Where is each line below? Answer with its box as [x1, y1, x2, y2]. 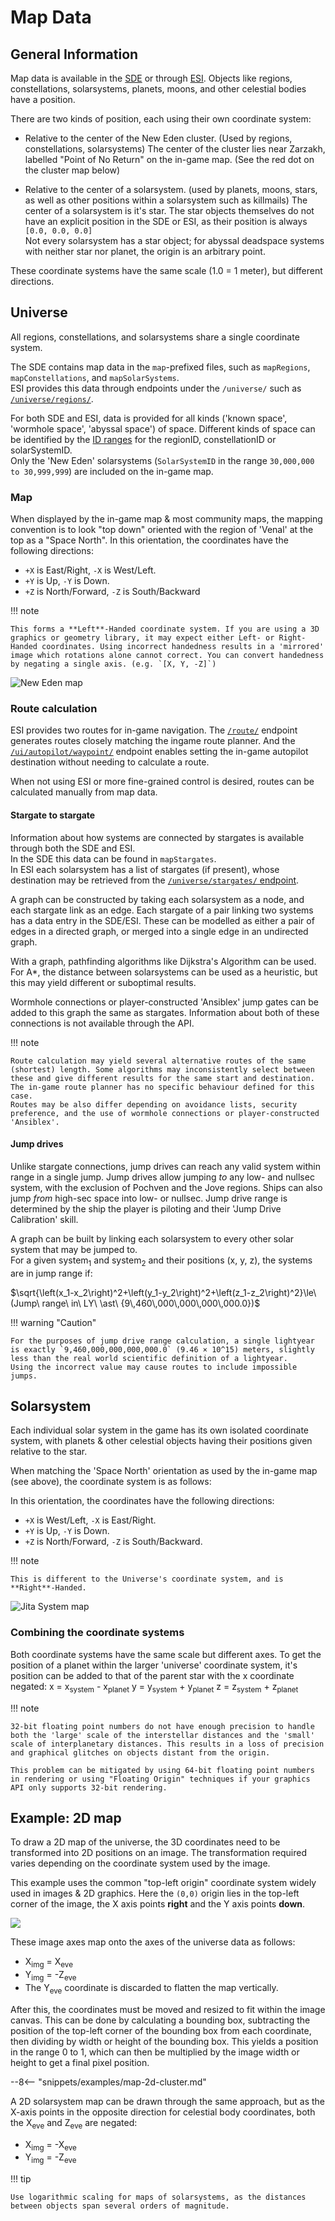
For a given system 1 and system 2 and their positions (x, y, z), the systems [10, 1254, 313, 1268]
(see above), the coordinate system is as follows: [10, 1476, 212, 1488]
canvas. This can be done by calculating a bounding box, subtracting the [10, 2014, 311, 2026]
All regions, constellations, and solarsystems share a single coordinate [10, 331, 300, 343]
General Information [10, 46, 139, 63]
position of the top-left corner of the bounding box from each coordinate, [10, 2024, 312, 2036]
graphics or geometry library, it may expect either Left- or [10, 633, 275, 643]
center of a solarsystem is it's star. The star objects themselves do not [24, 205, 315, 216]
